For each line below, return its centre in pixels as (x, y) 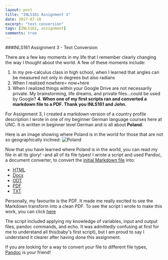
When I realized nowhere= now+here (51, 83)
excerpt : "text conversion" (35, 24)
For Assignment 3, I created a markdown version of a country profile (76, 114)
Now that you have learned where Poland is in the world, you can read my (81, 149)
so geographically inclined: (33, 140)
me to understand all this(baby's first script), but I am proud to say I (75, 232)
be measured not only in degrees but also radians (64, 78)
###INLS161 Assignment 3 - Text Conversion (51, 47)
